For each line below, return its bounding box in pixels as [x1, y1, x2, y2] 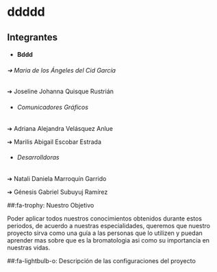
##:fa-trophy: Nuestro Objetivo [7, 201, 94, 209]
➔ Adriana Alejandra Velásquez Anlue [7, 124, 113, 132]
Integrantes [7, 32, 58, 43]
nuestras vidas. [7, 243, 51, 251]
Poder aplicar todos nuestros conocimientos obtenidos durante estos [7, 214, 202, 223]
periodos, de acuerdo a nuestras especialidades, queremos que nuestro [7, 221, 211, 230]
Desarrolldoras [16, 153, 60, 162]
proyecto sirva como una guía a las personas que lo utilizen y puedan [7, 229, 203, 237]
